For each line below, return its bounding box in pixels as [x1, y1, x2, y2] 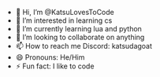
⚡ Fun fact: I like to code [15, 61, 95, 71]
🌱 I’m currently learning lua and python [15, 24, 142, 33]
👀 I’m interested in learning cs [15, 16, 113, 25]
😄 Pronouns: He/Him [15, 53, 85, 62]
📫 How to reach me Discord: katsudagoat [15, 42, 152, 50]
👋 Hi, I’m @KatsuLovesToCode [15, 8, 114, 16]
